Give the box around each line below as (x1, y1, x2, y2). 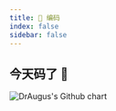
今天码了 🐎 (9, 66, 69, 82)
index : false (9, 22, 59, 31)
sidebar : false (9, 30, 68, 39)
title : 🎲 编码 (9, 13, 61, 23)
